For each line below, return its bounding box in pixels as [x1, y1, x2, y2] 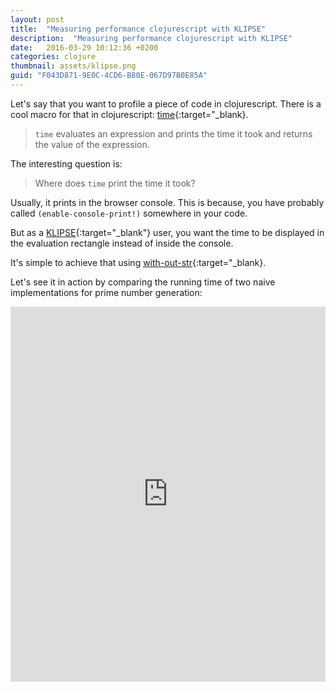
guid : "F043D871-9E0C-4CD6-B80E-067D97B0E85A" [10, 71, 208, 81]
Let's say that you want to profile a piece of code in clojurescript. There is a [10, 97, 322, 110]
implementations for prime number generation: [10, 286, 203, 298]
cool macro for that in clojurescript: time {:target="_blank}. [10, 108, 249, 120]
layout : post [10, 14, 65, 25]
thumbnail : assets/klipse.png [10, 61, 137, 71]
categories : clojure [10, 52, 97, 62]
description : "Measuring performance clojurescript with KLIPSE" [10, 33, 293, 43]
